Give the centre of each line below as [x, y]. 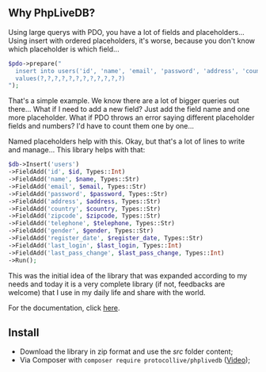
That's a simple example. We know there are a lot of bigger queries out [124, 101]
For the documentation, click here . [64, 308]
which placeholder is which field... [64, 49]
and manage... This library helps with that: [77, 150]
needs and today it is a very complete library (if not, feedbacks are [117, 284]
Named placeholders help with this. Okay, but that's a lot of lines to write [127, 141]
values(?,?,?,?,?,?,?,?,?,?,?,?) [70, 79]
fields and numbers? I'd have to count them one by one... [101, 126]
